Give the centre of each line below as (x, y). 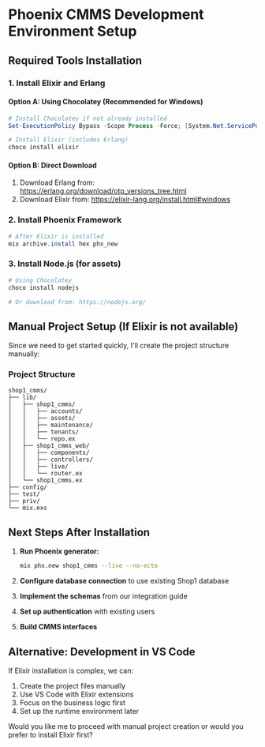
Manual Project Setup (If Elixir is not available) (123, 327)
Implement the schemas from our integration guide (103, 596)
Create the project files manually (73, 685)
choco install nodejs (44, 287)
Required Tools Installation (75, 60)
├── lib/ (22, 398)
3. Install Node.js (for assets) (65, 264)
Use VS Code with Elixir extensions (77, 694)
